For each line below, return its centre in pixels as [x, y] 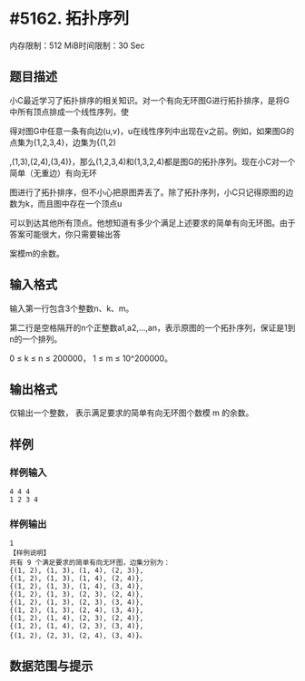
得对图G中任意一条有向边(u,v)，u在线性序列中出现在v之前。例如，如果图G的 [152, 131]
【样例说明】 [30, 553]
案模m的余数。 [37, 253]
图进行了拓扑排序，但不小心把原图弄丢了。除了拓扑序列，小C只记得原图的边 [152, 192]
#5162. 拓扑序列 [69, 19]
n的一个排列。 [36, 339]
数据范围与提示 [51, 666]
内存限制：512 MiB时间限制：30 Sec [77, 45]
